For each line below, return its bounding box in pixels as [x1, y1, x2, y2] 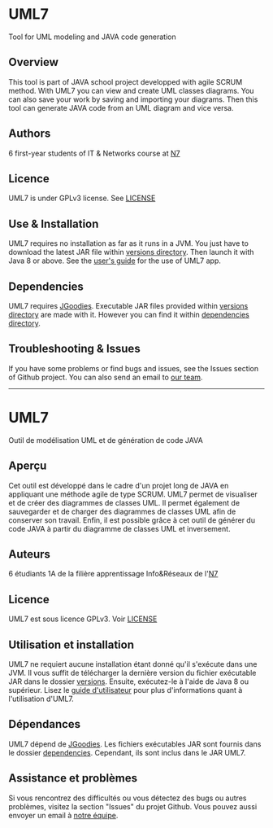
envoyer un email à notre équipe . [8, 810, 119, 820]
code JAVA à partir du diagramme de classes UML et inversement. [8, 524, 231, 533]
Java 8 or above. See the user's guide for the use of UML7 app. [8, 256, 221, 265]
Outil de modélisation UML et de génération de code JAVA [8, 435, 203, 445]
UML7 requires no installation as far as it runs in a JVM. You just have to [8, 239, 249, 248]
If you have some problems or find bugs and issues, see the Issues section [8, 363, 259, 373]
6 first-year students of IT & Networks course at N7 [8, 148, 180, 158]
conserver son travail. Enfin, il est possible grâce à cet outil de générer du [8, 515, 256, 525]
